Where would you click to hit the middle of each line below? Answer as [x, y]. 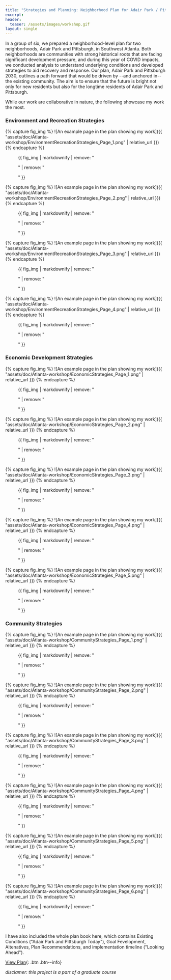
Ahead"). [15, 953]
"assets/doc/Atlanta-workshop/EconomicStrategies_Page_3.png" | [75, 474]
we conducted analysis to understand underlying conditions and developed [84, 65]
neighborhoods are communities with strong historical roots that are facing [84, 54]
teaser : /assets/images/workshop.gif [50, 24]
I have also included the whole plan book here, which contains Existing [79, 936]
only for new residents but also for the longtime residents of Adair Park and [84, 87]
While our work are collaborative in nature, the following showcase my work [85, 102]
